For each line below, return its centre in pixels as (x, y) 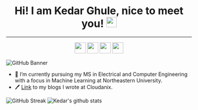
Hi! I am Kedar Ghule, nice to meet (99, 11)
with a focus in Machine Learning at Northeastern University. (88, 80)
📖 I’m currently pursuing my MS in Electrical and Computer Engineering (101, 74)
